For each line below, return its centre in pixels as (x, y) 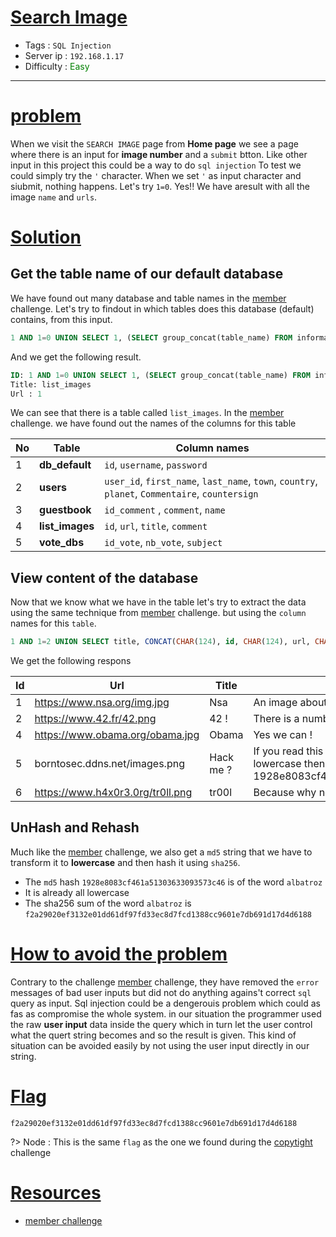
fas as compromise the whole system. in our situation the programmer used (166, 1013)
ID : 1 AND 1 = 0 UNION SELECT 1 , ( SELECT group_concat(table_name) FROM (160, 375)
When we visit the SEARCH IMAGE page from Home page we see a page (154, 143)
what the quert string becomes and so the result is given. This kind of (153, 1035)
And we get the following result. (76, 357)
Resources (56, 1192)
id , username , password (156, 465)
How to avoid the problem (119, 954)
